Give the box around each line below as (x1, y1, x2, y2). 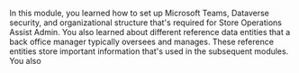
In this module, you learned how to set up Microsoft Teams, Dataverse (9, 8, 270, 18)
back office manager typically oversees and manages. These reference (9, 36, 275, 47)
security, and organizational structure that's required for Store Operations (9, 17, 282, 28)
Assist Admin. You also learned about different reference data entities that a (9, 27, 291, 37)
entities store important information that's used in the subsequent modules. (9, 46, 289, 57)
